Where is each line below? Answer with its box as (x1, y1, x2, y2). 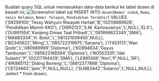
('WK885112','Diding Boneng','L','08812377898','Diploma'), (5, 60, 121, 66)
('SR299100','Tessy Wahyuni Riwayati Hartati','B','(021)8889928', (5, 19, 134, 25)
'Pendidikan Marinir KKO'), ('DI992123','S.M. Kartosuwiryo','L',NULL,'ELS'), (5, 25, 154, 30)
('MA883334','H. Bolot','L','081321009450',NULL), (5, 35, 104, 40)
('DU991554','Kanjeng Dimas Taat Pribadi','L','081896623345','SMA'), (5, 30, 142, 35)
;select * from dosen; (5, 71, 48, 76)
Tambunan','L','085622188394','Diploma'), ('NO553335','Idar (5, 50, 125, 56)
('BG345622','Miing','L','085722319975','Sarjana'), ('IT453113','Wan (5, 40, 138, 45)
